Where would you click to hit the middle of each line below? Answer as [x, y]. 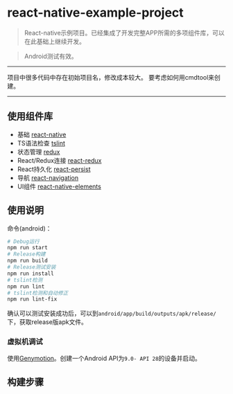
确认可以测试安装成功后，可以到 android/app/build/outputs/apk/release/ [112, 314]
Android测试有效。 [51, 56]
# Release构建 [27, 254]
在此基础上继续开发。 [54, 41]
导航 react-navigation [48, 177]
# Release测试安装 [32, 267]
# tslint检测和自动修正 [38, 293]
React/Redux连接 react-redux [59, 160]
